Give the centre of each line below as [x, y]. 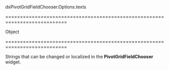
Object [12, 32]
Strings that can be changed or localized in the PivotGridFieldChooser [79, 57]
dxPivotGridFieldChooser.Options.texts [46, 7]
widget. [13, 62]
